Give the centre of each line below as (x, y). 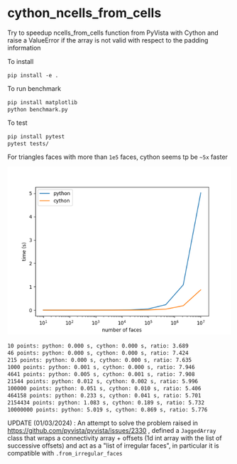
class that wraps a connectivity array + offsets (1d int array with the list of (115, 438)
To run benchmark (34, 88)
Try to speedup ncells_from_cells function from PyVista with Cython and (113, 33)
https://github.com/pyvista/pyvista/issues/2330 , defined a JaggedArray (112, 430)
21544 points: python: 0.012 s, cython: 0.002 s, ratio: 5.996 (103, 381)
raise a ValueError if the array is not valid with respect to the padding (108, 40)
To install (21, 61)
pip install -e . (33, 75)
